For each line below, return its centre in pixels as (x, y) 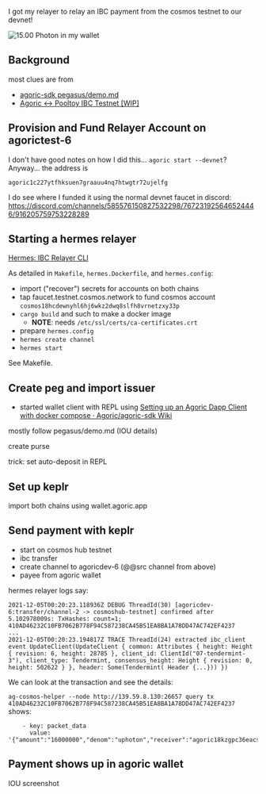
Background (39, 60)
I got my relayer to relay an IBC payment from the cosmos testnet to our (125, 12)
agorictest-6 (40, 141)
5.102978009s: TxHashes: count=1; (65, 619)
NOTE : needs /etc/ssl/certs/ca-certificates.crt (114, 322)
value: (40, 733)
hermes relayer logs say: (48, 590)
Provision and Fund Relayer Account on (107, 128)
